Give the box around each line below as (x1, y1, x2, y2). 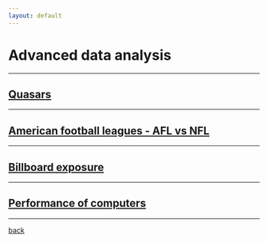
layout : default (8, 11, 62, 20)
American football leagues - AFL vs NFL (8, 124, 210, 137)
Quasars (8, 87, 52, 101)
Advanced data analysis (8, 46, 171, 64)
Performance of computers (8, 196, 146, 210)
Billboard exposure (8, 161, 104, 174)
